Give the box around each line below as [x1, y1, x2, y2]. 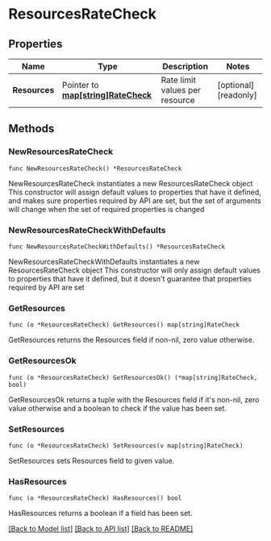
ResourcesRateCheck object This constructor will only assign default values [8, 265, 261, 275]
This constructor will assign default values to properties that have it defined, [8, 187, 262, 197]
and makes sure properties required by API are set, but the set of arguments [8, 195, 261, 206]
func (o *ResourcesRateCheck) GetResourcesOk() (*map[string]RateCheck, [8, 373, 258, 381]
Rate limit [161, 74, 196, 85]
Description [162, 61, 208, 72]
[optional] [217, 80, 255, 90]
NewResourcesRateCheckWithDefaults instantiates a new [8, 256, 200, 266]
